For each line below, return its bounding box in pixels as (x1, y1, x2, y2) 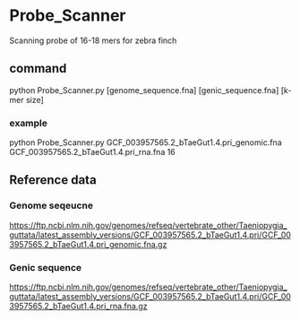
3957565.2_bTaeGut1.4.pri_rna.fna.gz (9, 301, 148, 312)
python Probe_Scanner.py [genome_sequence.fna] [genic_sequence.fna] (9, 84, 279, 95)
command (9, 61, 67, 76)
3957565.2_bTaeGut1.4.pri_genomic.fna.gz (9, 238, 167, 249)
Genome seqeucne (9, 199, 94, 212)
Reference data (9, 172, 97, 188)
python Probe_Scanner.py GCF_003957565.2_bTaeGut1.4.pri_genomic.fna (9, 137, 282, 148)
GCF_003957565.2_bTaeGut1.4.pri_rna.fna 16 (9, 147, 176, 158)
